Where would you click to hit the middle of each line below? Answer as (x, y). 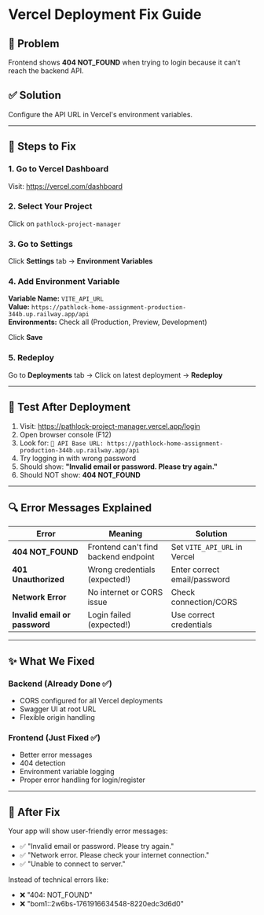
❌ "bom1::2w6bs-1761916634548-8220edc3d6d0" (102, 904)
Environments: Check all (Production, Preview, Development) (108, 322)
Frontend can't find (123, 547)
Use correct (193, 615)
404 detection (42, 763)
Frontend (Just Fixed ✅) (54, 737)
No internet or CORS (125, 592)
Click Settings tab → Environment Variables (81, 261)
